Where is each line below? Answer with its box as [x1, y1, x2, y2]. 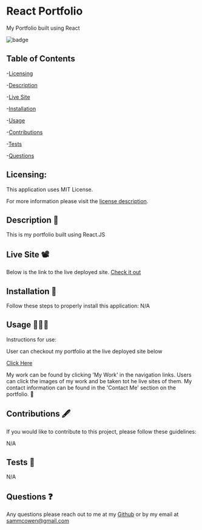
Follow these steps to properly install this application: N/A [6, 302, 150, 309]
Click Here [6, 359, 33, 366]
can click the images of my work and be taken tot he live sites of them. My [6, 377, 192, 384]
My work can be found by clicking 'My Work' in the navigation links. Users [6, 371, 192, 378]
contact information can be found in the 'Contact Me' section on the [6, 384, 176, 391]
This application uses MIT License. [6, 186, 93, 193]
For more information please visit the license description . [6, 197, 149, 204]
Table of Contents [6, 53, 76, 64]
